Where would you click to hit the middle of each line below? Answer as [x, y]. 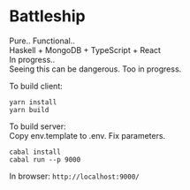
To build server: [38, 126]
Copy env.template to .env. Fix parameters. [87, 135]
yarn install [33, 102]
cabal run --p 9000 [45, 160]
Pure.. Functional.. [42, 41]
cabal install [35, 152]
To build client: [36, 86]
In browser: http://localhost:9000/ [74, 176]
